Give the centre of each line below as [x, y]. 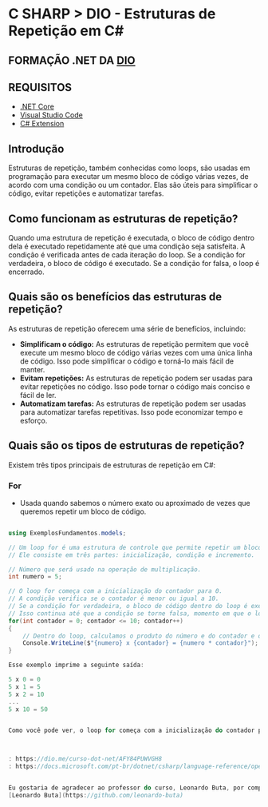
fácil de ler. [38, 395]
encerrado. [27, 272]
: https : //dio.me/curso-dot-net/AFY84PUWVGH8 [85, 759]
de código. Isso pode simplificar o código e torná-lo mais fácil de [126, 361]
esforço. [33, 420]
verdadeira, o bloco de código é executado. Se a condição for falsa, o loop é [134, 264]
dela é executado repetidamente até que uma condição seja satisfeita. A [127, 246]
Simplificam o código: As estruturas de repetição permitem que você [134, 344]
